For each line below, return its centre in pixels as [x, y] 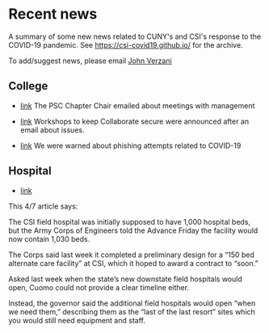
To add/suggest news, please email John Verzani [90, 61]
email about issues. [52, 129]
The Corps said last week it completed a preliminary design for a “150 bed [131, 255]
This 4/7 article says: [43, 206]
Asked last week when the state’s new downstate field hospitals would [125, 279]
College [28, 86]
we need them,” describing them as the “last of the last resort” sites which [132, 311]
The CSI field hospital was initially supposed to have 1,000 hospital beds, [130, 221]
